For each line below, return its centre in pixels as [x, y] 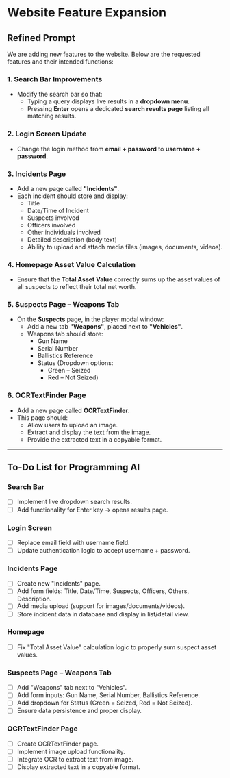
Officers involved [51, 225]
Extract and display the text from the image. [89, 432]
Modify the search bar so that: [60, 95]
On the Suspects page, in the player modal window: [90, 319]
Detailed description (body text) [72, 239]
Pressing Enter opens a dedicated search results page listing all [118, 109]
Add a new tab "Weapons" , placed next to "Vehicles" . [105, 327]
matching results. [52, 116]
